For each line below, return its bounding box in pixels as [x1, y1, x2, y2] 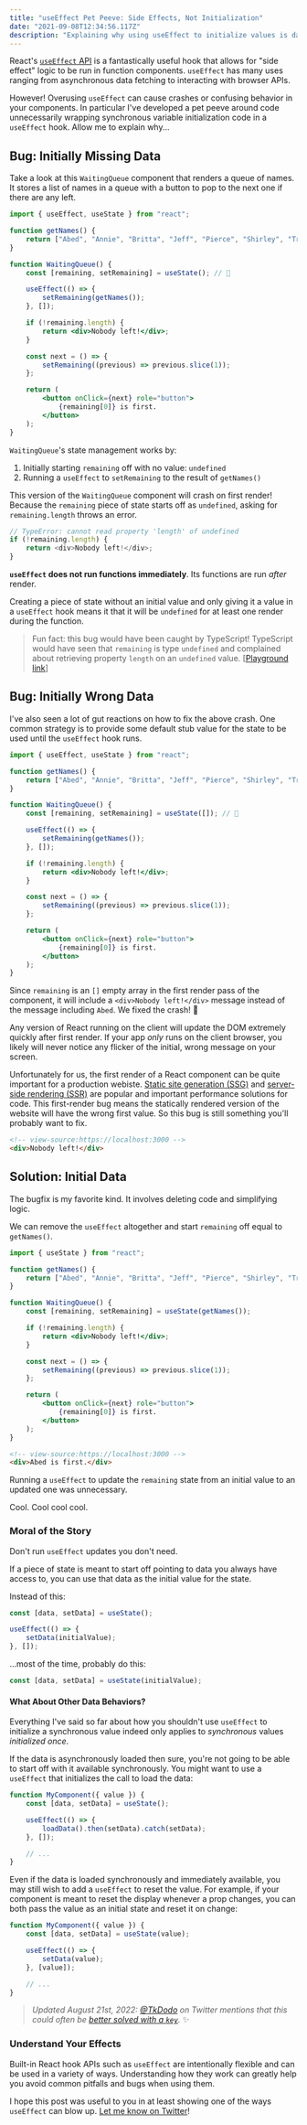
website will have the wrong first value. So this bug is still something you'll [9, 1108, 289, 1119]
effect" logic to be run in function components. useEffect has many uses [9, 65, 283, 76]
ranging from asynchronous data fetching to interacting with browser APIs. [9, 75, 291, 86]
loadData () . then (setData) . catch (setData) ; [42, 1824, 206, 1833]
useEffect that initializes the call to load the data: [9, 1773, 194, 1784]
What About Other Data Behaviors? [9, 1696, 146, 1707]
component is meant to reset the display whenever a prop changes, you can [9, 1894, 296, 1905]
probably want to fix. [9, 1118, 88, 1129]
